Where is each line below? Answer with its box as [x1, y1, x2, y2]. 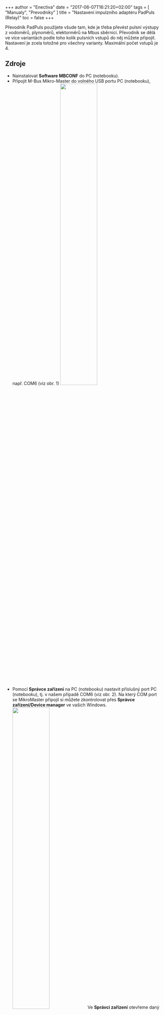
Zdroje [5, 59, 26, 68]
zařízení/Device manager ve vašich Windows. [12, 702, 107, 708]
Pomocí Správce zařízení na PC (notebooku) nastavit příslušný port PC [12, 686, 157, 692]
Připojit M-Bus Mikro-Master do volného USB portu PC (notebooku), [12, 78, 151, 84]
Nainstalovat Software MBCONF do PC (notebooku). [12, 73, 119, 79]
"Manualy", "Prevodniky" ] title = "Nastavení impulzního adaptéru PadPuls [5, 9, 155, 15]
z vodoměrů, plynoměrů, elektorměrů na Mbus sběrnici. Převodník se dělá [5, 30, 156, 35]
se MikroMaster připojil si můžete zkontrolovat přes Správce [12, 696, 135, 702]
